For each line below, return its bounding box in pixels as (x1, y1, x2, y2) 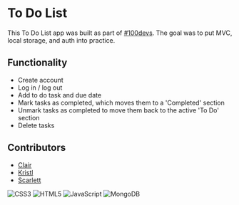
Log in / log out (17, 83, 63, 92)
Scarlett (17, 176, 41, 184)
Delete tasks (17, 121, 55, 130)
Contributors (7, 142, 66, 154)
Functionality (7, 57, 68, 69)
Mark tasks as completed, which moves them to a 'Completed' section (17, 98, 225, 107)
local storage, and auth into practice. (7, 36, 116, 44)
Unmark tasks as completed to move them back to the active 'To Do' (17, 105, 220, 115)
